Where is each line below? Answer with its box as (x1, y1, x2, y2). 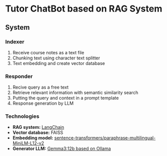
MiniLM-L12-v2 (12, 140, 44, 146)
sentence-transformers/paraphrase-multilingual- (54, 135, 156, 141)
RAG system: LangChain (12, 124, 65, 130)
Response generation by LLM (12, 100, 74, 106)
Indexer (5, 38, 25, 45)
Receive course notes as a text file (12, 49, 84, 55)
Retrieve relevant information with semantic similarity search (12, 90, 139, 96)
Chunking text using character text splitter (12, 55, 100, 61)
